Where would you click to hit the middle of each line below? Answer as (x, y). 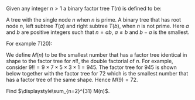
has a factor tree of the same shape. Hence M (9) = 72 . (72, 80)
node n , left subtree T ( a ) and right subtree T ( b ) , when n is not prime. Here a (97, 26)
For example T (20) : (29, 44)
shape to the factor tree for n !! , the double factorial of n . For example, (90, 61)
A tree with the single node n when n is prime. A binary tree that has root (94, 20)
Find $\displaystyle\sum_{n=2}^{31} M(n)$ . (58, 91)
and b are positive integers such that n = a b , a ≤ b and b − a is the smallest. (98, 32)
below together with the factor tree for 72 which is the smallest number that (97, 73)
